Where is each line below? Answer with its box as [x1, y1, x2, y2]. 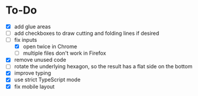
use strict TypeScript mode [14, 76, 81, 83]
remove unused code [14, 57, 66, 64]
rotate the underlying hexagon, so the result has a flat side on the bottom [14, 63, 193, 70]
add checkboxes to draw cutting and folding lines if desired [14, 30, 159, 37]
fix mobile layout [14, 83, 55, 90]
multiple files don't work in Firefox [23, 49, 106, 57]
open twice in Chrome [23, 43, 78, 50]
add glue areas [14, 23, 51, 30]
